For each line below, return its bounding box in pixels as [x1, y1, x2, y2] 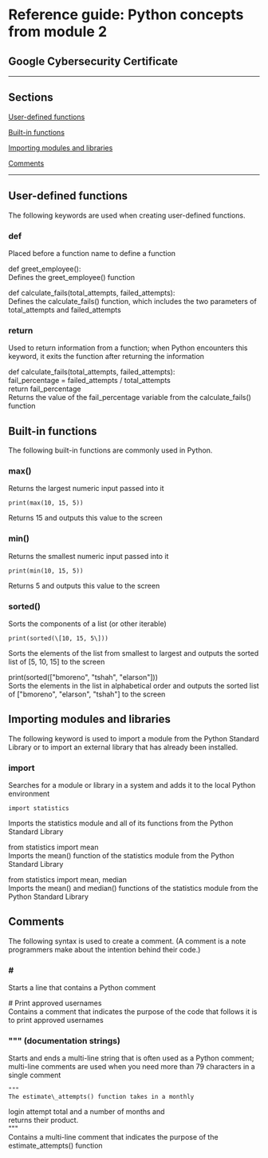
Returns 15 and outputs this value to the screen [8, 513, 164, 523]
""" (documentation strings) [8, 1036, 121, 1047]
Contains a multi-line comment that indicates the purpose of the [8, 1132, 219, 1142]
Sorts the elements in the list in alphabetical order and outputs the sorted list [8, 681, 259, 690]
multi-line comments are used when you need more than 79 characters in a [8, 1062, 255, 1072]
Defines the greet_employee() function [8, 272, 136, 282]
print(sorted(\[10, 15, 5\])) [8, 634, 109, 642]
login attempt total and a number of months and [8, 1107, 165, 1116]
